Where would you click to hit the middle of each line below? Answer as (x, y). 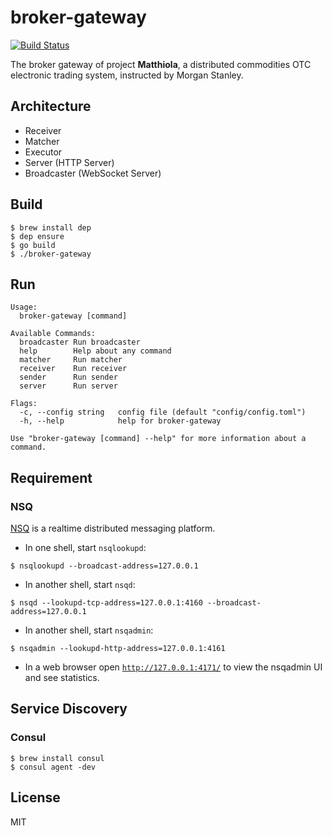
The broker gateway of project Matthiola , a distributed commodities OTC (161, 64)
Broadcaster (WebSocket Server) (93, 173)
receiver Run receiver (73, 369)
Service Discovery (69, 709)
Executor (43, 152)
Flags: (24, 404)
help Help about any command (95, 351)
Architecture (51, 106)
